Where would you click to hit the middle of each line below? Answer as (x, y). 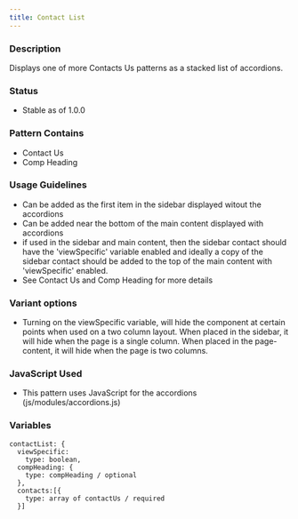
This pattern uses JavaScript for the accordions (109, 393)
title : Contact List (48, 17)
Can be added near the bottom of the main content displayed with (143, 223)
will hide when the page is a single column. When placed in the (137, 341)
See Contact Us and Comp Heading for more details (117, 280)
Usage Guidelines (48, 185)
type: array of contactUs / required (95, 499)
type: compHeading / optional (81, 475)
